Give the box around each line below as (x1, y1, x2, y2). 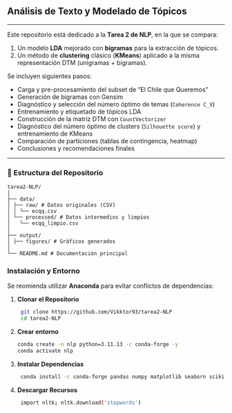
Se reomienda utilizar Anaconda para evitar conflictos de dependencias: (7, 282, 214, 290)
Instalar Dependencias (17, 360, 84, 368)
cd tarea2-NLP (20, 315, 61, 322)
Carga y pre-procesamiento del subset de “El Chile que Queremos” (17, 85, 209, 93)
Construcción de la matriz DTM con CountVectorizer (17, 114, 167, 123)
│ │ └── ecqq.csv (7, 208, 57, 215)
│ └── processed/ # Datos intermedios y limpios (7, 214, 150, 221)
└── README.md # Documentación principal (7, 250, 128, 257)
